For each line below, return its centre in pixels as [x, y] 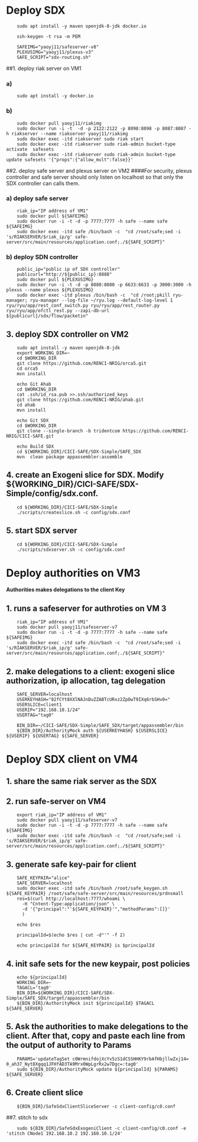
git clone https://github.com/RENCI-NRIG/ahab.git [80, 399]
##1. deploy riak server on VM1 [44, 68]
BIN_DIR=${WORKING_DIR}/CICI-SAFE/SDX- [66, 993]
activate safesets [30, 149]
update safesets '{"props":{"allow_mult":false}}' [70, 160]
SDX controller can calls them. [43, 183]
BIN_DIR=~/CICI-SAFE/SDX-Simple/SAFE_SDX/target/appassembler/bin [100, 725]
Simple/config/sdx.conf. [52, 494]
